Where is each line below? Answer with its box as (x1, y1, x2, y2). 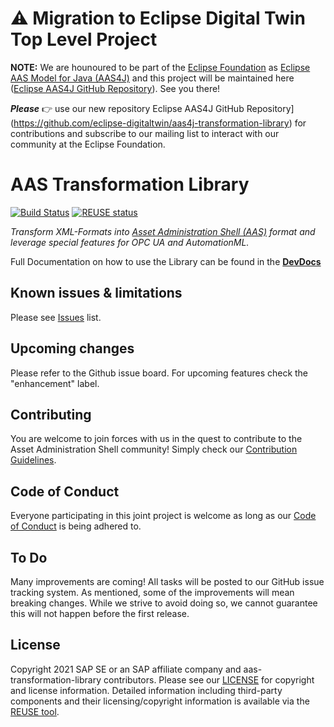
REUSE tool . (10, 705, 60, 717)
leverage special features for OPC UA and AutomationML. (10, 236, 250, 248)
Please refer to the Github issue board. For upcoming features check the (10, 367, 309, 379)
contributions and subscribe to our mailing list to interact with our (10, 127, 280, 139)
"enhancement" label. (10, 377, 100, 389)
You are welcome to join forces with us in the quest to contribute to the (10, 433, 303, 445)
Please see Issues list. (10, 311, 102, 323)
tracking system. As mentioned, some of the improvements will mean (10, 586, 295, 598)
